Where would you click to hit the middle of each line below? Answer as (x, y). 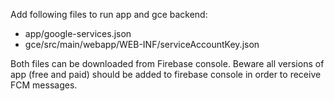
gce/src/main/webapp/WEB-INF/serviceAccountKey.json (142, 44)
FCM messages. (44, 85)
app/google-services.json (78, 33)
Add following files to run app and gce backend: (109, 14)
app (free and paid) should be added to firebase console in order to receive (166, 74)
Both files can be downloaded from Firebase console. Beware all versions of (167, 63)
